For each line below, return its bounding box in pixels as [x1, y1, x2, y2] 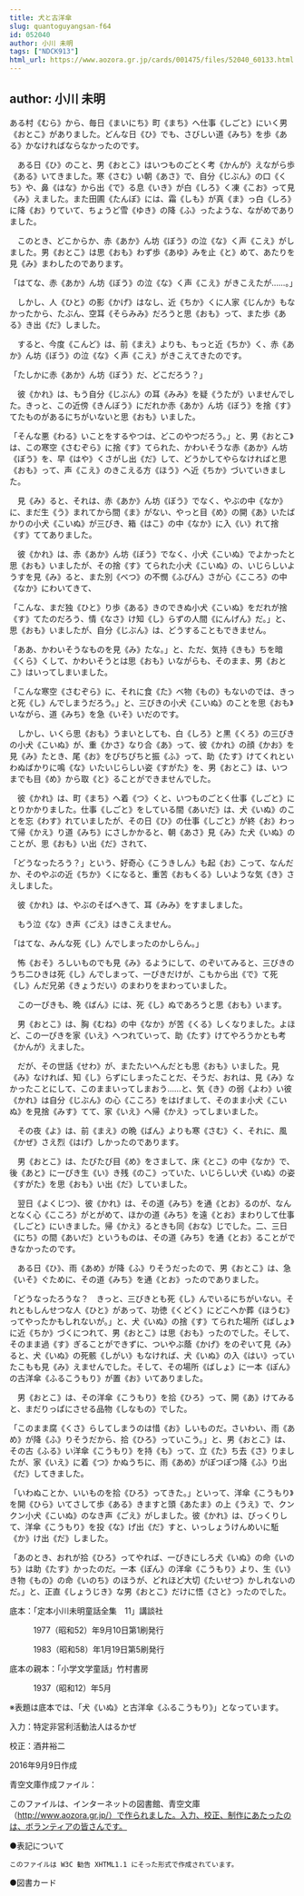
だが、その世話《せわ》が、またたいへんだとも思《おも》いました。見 [16, 1060, 279, 1071]
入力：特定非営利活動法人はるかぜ [9, 1721, 137, 1732]
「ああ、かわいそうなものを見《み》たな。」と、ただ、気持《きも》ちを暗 [9, 644, 284, 655]
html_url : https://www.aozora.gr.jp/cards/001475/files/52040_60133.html [9, 55, 295, 64]
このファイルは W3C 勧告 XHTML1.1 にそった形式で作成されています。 [9, 1860, 239, 1869]
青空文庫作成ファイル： [9, 1779, 97, 1790]
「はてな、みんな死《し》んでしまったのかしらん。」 [9, 937, 204, 949]
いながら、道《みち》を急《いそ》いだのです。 [9, 708, 184, 719]
